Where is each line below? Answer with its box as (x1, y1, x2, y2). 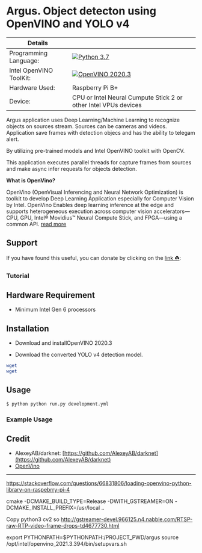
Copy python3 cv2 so (6, 516, 60, 523)
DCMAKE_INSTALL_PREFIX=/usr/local (6, 504, 100, 511)
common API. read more (6, 220, 67, 227)
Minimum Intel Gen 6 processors (14, 306, 96, 314)
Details (27, 39, 48, 47)
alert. (6, 135, 19, 143)
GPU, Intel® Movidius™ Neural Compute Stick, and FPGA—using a (20, 214, 182, 221)
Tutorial (6, 271, 29, 280)
